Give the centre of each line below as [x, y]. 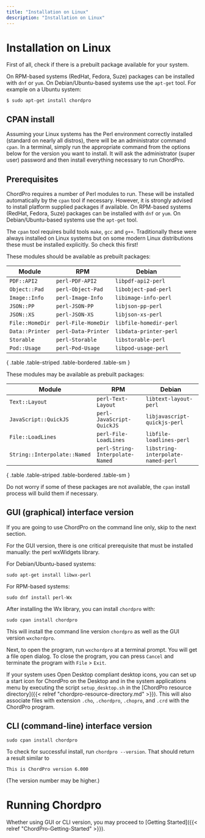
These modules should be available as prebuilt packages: [78, 256]
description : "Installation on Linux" [56, 18]
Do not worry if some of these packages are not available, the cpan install [98, 487]
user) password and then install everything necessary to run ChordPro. [95, 160]
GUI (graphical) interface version [70, 512]
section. [16, 533]
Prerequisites [32, 179]
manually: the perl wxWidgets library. [53, 552]
